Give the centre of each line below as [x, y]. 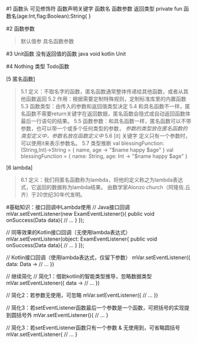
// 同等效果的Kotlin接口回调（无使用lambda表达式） [68, 232]
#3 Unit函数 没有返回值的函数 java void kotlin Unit [66, 54]
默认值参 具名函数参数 [47, 41]
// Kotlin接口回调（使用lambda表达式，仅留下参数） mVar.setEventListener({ [98, 257]
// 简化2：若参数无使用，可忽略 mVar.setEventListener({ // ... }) [82, 295]
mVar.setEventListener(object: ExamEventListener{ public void [82, 239]
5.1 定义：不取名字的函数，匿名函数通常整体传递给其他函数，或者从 [102, 91]
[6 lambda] [19, 168]
